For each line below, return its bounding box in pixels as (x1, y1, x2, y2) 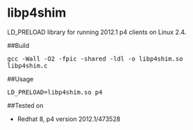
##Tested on (7, 101, 44, 109)
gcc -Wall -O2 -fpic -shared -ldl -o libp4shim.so (7, 54, 183, 63)
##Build (7, 41, 30, 49)
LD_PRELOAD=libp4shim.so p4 (7, 88, 103, 96)
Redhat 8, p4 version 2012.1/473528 (17, 115, 121, 123)
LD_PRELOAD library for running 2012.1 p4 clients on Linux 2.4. (7, 28, 187, 36)
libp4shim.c (7, 61, 48, 70)
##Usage (7, 74, 34, 83)
